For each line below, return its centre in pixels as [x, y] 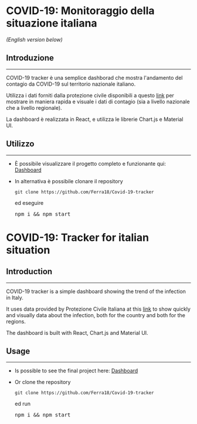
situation [28, 250]
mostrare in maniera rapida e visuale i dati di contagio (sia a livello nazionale [98, 102]
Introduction [29, 272]
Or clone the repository [43, 382]
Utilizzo [20, 144]
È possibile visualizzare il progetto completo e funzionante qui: [90, 163]
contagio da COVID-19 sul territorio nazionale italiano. [71, 84]
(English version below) [34, 39]
